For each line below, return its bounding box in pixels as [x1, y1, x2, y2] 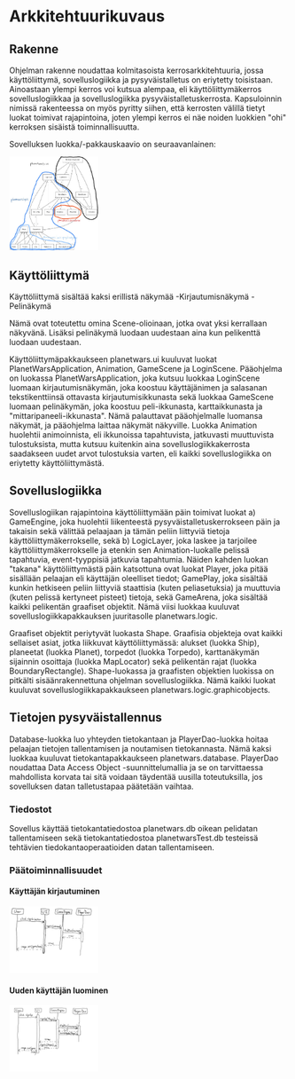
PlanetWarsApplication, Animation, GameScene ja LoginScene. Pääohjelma [9, 363, 283, 374]
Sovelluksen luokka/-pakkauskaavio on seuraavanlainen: [9, 139, 216, 149]
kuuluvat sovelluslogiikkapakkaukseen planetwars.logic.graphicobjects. [9, 684, 271, 695]
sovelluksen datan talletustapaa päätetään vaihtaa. [9, 781, 194, 792]
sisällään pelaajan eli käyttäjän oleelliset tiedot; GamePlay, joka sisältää [9, 572, 268, 583]
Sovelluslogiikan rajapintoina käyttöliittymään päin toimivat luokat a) [9, 507, 256, 517]
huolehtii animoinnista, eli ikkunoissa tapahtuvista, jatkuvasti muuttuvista [9, 429, 275, 440]
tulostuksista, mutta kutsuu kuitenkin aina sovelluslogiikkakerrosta [9, 438, 251, 449]
